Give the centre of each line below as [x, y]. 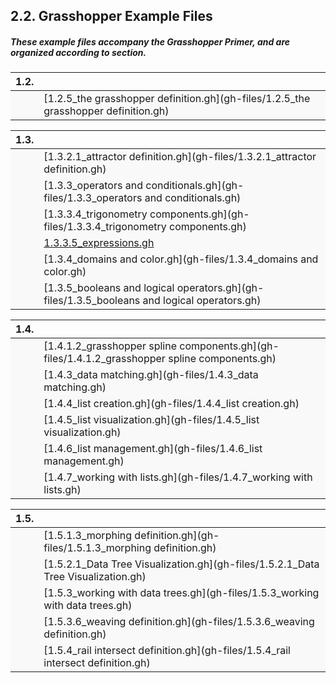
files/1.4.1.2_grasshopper [104, 359]
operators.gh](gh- [220, 288]
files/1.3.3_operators [93, 198]
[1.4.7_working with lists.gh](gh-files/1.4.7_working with [178, 477]
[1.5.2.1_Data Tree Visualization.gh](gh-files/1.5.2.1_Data [181, 564]
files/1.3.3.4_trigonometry [105, 227]
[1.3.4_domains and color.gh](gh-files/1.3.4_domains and [181, 259]
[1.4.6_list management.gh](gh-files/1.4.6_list [153, 449]
